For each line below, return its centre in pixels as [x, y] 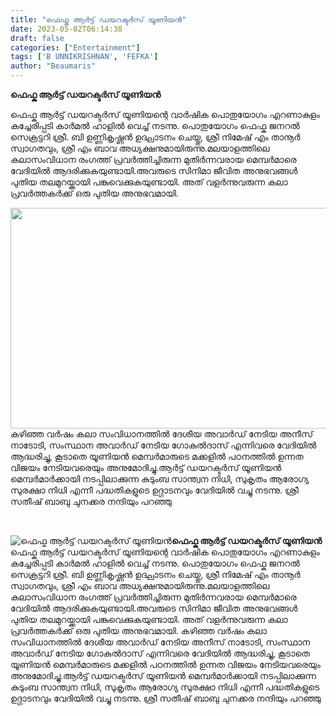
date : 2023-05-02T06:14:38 [66, 29]
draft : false [37, 38]
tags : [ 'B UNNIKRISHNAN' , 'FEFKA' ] [84, 57]
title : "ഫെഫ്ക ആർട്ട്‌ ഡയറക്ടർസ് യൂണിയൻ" [98, 19]
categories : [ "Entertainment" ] [75, 47]
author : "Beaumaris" [53, 66]
